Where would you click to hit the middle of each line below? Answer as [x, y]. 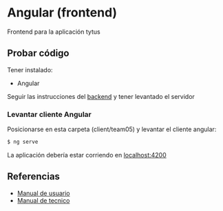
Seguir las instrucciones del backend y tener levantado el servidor [101, 96]
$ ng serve [23, 142]
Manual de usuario [43, 193]
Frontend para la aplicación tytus [54, 32]
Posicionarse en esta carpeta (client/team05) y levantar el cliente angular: [112, 129]
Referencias [34, 177]
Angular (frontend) [62, 13]
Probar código [38, 53]
